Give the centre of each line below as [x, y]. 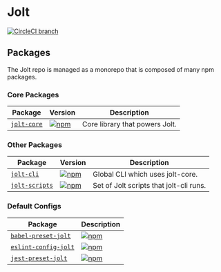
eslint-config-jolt [42, 247]
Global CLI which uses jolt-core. [145, 175]
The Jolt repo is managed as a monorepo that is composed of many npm [110, 69]
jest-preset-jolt [39, 258]
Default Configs [34, 206]
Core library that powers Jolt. [129, 124]
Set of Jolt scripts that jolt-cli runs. [150, 186]
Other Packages [35, 144]
